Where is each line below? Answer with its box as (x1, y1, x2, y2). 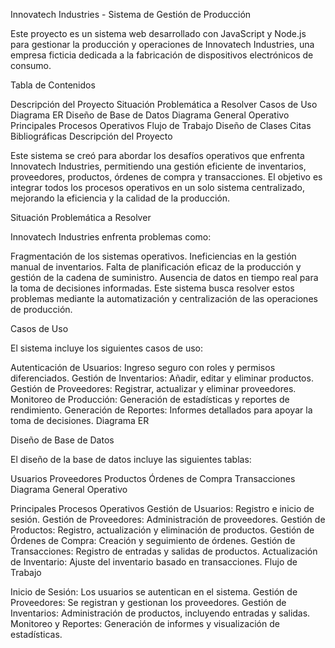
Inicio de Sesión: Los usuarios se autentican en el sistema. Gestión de (10, 586, 298, 598)
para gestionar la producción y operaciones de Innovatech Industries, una (10, 39, 315, 50)
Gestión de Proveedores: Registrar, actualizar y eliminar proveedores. (10, 383, 297, 394)
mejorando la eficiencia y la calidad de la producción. (10, 192, 230, 204)
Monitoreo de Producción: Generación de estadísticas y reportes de (10, 394, 290, 405)
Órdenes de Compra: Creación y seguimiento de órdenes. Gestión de (10, 535, 296, 546)
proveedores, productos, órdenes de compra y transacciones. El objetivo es (10, 171, 323, 183)
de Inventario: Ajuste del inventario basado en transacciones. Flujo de (10, 556, 298, 568)
